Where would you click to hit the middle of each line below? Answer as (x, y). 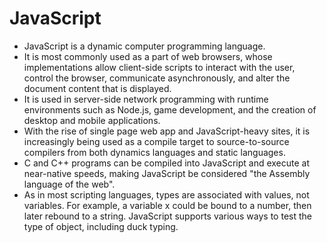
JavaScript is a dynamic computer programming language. (144, 46)
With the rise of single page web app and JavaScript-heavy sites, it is (167, 131)
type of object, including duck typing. (101, 226)
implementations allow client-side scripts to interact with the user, (159, 67)
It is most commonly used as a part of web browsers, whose (148, 56)
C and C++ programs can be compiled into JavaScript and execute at (167, 163)
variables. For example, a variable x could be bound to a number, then (167, 205)
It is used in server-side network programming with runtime (146, 99)
